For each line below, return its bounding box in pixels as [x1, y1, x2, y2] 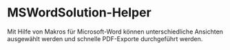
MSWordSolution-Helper [7, 5, 151, 21]
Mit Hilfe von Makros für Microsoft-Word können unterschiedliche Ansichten [7, 27, 224, 36]
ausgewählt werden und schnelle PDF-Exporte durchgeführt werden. [7, 34, 203, 42]
